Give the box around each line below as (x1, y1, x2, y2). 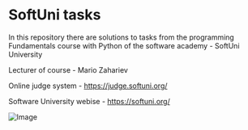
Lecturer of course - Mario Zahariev (8, 65, 128, 74)
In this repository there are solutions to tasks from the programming (8, 32, 235, 42)
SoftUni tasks (8, 6, 101, 24)
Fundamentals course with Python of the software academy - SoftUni (8, 40, 241, 50)
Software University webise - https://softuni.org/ (8, 96, 170, 106)
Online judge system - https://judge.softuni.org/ (8, 81, 168, 90)
